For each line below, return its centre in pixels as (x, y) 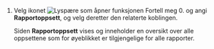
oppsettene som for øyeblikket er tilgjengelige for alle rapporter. (104, 38)
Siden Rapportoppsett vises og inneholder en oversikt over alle (104, 31)
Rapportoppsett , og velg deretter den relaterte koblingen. (96, 18)
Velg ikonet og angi (110, 11)
